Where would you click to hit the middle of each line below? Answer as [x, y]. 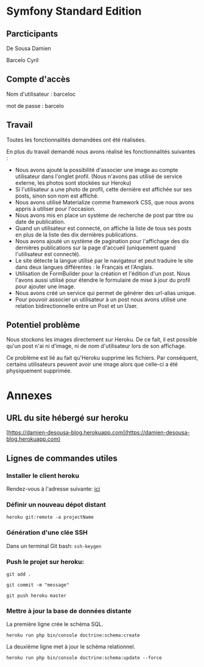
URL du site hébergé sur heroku [67, 418]
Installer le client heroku [43, 476]
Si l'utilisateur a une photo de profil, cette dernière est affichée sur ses [104, 189]
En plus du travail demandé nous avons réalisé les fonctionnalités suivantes [101, 151]
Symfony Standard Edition [74, 11]
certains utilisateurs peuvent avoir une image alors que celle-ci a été [92, 365]
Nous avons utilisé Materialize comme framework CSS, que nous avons [105, 202]
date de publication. [40, 221]
